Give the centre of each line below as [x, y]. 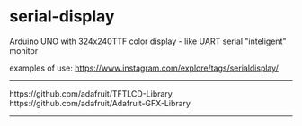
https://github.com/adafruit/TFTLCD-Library [91, 93]
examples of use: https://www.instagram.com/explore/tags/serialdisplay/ [144, 68]
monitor [24, 50]
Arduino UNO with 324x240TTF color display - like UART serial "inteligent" [148, 41]
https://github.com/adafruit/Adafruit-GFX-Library [100, 103]
